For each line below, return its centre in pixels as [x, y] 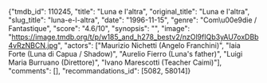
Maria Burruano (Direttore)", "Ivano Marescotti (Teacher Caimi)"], [115, 62]
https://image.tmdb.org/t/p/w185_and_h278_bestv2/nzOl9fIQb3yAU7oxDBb [135, 37]
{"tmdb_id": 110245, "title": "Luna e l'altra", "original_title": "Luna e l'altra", [129, 12]
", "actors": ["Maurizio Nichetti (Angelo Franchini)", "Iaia [149, 45]
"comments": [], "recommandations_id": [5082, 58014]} [100, 71]
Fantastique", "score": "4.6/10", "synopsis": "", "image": [99, 28]
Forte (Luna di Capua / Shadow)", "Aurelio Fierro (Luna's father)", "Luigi [126, 54]
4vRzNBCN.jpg [33, 45]
